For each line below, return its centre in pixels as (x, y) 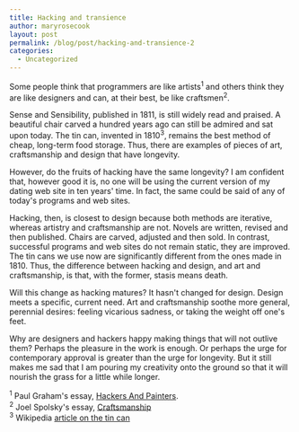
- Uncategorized (48, 59)
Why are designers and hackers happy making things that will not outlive (144, 339)
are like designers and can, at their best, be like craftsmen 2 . (120, 97)
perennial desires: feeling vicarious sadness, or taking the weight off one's (147, 312)
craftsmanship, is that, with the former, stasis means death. (119, 275)
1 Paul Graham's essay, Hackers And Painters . (94, 394)
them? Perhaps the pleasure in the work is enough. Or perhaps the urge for (148, 348)
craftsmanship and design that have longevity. (95, 154)
